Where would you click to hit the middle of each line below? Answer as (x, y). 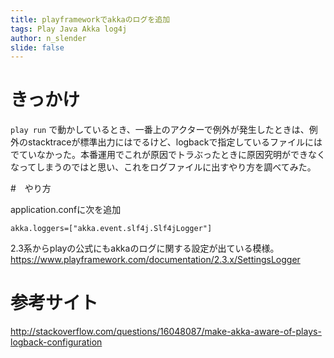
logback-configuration (56, 342)
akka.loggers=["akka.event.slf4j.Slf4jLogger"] (111, 229)
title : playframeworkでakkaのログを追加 (90, 19)
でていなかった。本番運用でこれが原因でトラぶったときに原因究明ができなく (168, 155)
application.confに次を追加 (66, 210)
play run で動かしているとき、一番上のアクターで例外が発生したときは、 (160, 130)
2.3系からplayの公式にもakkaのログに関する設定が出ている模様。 (145, 248)
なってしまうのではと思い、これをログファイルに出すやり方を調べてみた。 (163, 167)
